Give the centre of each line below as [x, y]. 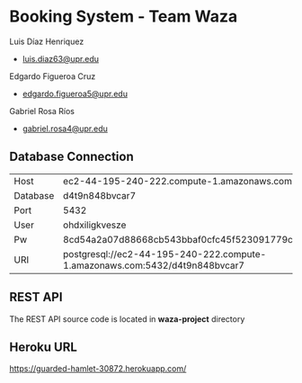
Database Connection [71, 157]
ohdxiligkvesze [94, 225]
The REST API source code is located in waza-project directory [127, 319]
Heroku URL [44, 347]
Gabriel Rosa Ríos [42, 111]
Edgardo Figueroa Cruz [53, 76]
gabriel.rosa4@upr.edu [65, 129]
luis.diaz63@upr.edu [60, 58]
